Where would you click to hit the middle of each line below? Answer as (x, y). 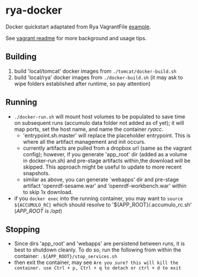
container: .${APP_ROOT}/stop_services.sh (66, 256)
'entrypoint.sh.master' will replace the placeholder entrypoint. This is (107, 135)
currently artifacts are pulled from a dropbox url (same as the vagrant (107, 148)
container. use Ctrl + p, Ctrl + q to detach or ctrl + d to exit (98, 268)
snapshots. (36, 173)
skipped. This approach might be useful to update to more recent (102, 167)
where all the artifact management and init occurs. (84, 141)
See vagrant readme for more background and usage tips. (76, 38)
